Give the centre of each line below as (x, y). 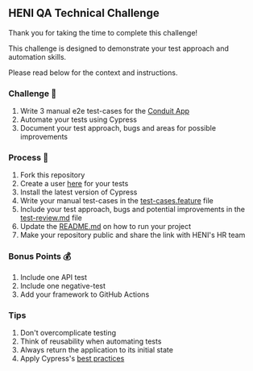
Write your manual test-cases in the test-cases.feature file (116, 201)
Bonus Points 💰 (39, 256)
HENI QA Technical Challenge (84, 13)
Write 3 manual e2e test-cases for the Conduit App (105, 111)
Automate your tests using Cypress (78, 119)
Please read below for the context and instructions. (93, 73)
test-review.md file (51, 218)
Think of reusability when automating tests (91, 341)
